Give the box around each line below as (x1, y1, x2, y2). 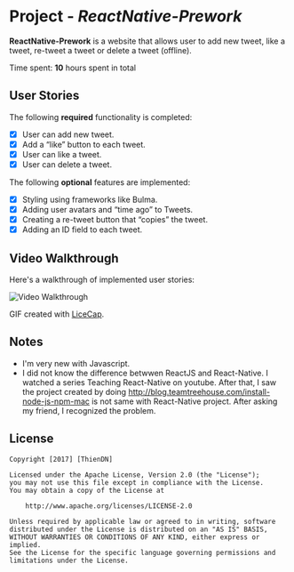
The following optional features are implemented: (9, 177, 191, 188)
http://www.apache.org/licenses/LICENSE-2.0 (25, 501, 193, 511)
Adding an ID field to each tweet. (21, 224, 143, 235)
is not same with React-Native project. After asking (91, 396, 278, 407)
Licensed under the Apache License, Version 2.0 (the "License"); (9, 470, 260, 479)
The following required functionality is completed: (9, 111, 193, 122)
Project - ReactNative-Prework (9, 6, 242, 27)
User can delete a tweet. (21, 158, 113, 170)
